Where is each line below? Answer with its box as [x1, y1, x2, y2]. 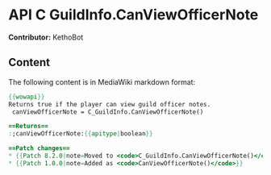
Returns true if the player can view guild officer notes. [8, 100, 211, 108]
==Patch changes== [8, 144, 70, 152]
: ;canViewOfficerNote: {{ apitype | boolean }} [8, 130, 153, 138]
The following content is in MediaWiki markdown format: [8, 77, 196, 86]
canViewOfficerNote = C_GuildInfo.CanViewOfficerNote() [11, 107, 204, 116]
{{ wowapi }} [8, 93, 45, 101]
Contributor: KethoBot [8, 32, 84, 42]
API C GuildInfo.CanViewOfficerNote [8, 6, 259, 24]
